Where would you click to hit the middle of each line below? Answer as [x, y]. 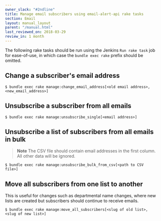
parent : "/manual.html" [29, 28]
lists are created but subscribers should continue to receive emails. [72, 201]
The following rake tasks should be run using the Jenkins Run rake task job [80, 50]
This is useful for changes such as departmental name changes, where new [80, 196]
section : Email [20, 18]
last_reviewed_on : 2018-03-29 [36, 32]
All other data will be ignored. [46, 156]
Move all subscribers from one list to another [74, 184]
